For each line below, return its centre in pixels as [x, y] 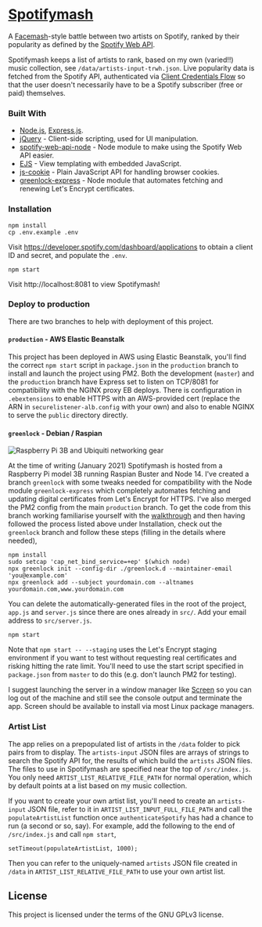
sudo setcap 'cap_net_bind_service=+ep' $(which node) [99, 562]
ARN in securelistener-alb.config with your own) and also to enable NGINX [131, 407]
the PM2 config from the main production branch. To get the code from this [130, 507]
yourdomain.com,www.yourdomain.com [66, 590]
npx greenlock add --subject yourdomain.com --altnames [101, 583]
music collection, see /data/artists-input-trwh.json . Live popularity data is [131, 67]
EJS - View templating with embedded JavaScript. [100, 164]
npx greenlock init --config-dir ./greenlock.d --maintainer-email [120, 569]
